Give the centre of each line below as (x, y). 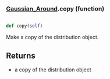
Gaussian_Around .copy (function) (55, 9)
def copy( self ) (24, 26)
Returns (21, 55)
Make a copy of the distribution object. (52, 37)
